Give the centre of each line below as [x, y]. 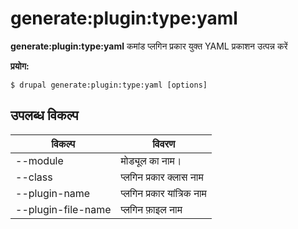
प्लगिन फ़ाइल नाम [151, 209]
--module [39, 160]
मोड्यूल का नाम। [151, 160]
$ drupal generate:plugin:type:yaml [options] [109, 85]
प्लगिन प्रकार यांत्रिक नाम [163, 193]
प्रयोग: [20, 66]
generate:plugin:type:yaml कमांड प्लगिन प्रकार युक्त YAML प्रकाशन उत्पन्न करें [149, 46]
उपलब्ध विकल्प [44, 115]
